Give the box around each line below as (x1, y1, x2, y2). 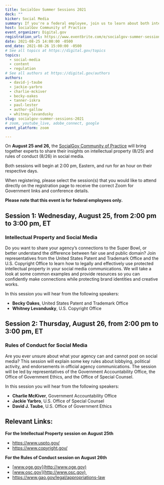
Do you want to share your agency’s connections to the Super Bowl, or (5, 245, 147, 251)
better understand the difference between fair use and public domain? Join (5, 250, 156, 256)
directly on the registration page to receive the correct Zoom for (5, 183, 134, 189)
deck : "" (5, 12, 23, 17)
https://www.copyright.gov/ (12, 445, 68, 451)
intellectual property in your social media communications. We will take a (5, 266, 152, 272)
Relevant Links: (5, 418, 53, 426)
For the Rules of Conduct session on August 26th (5, 454, 107, 460)
